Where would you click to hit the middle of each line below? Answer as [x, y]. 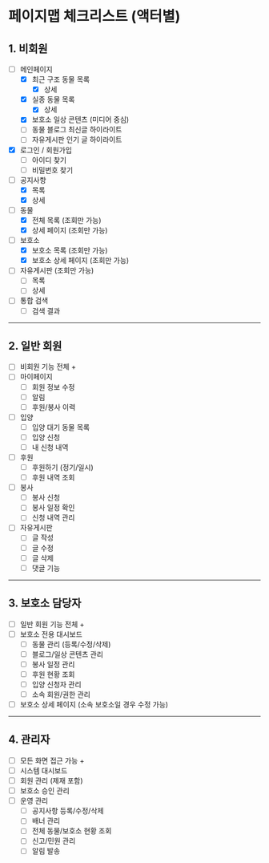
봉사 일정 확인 [53, 508]
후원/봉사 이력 [54, 407]
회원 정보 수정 [53, 387]
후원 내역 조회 [53, 477]
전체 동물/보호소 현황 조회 [72, 831]
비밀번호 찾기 [52, 170]
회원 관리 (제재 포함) [51, 780]
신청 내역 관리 [53, 517]
